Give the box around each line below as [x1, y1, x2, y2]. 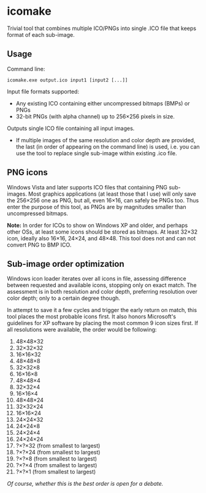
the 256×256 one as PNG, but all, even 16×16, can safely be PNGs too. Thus [7, 196, 199, 204]
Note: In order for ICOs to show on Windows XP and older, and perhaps [7, 221, 188, 229]
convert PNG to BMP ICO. [7, 241, 72, 248]
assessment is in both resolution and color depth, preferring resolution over [7, 288, 198, 296]
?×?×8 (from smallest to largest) [15, 455, 97, 462]
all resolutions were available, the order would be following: [7, 326, 157, 334]
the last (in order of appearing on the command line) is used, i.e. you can [15, 143, 200, 150]
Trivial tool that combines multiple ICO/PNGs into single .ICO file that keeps [7, 25, 197, 32]
